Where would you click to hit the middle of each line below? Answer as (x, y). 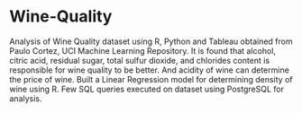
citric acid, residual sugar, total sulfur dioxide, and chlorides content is (140, 60)
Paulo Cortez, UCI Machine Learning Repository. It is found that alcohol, (143, 50)
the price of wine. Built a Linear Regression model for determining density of (151, 79)
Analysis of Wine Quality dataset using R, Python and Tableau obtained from (151, 41)
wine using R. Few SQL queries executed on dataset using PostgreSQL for (146, 89)
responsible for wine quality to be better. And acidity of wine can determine (150, 70)
